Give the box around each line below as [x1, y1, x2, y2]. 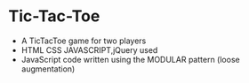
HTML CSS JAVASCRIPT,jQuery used [20, 44, 158, 55]
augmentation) [20, 64, 76, 74]
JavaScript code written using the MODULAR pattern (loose [20, 54, 241, 64]
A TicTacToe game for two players [20, 35, 147, 46]
